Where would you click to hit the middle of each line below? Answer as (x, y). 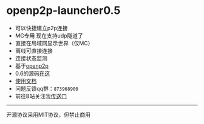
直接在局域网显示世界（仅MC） (54, 43)
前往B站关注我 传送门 (41, 96)
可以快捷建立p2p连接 (41, 28)
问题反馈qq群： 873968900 (47, 88)
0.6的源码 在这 (32, 73)
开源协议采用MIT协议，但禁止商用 (49, 114)
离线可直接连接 (34, 51)
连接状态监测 (31, 58)
